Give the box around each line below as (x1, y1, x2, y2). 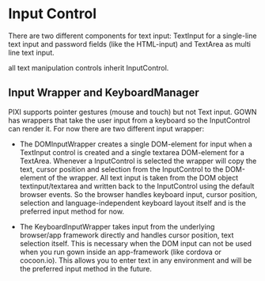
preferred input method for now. (19, 207, 125, 216)
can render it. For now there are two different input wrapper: (8, 123, 204, 133)
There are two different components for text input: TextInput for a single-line (8, 31, 257, 40)
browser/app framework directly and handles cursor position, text (19, 230, 234, 240)
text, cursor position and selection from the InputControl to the (19, 164, 224, 174)
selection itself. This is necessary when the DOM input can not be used (19, 238, 252, 248)
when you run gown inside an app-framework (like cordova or (19, 247, 221, 256)
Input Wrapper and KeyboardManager (8, 86, 199, 100)
